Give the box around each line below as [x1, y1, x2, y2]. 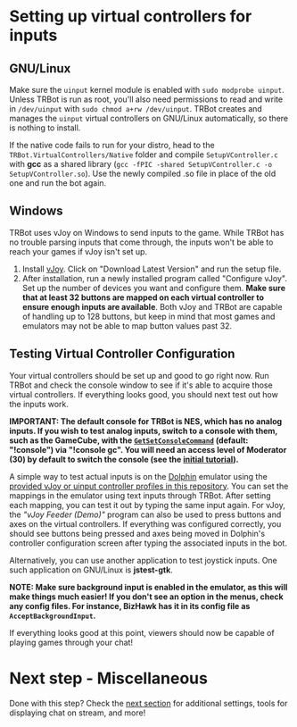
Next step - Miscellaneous [9, 668, 208, 689]
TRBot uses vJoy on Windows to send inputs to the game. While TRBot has [9, 227, 285, 238]
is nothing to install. [9, 122, 81, 133]
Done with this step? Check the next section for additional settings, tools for [9, 698, 288, 708]
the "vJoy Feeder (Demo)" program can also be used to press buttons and [9, 509, 282, 520]
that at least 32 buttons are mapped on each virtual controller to [21, 292, 265, 303]
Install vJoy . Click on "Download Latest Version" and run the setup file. [21, 263, 282, 274]
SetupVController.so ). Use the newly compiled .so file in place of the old [9, 168, 276, 179]
